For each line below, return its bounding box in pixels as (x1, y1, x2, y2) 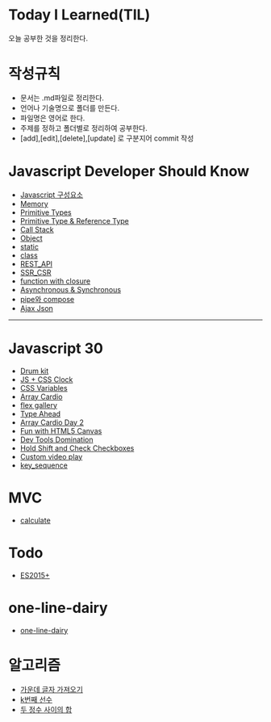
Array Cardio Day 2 (19, 418, 85, 427)
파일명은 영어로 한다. (19, 113, 85, 123)
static (19, 241, 39, 251)
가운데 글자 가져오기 (19, 684, 83, 694)
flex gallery (19, 400, 58, 409)
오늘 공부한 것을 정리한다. (8, 33, 89, 43)
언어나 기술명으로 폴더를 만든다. (19, 103, 119, 112)
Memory (19, 199, 48, 208)
